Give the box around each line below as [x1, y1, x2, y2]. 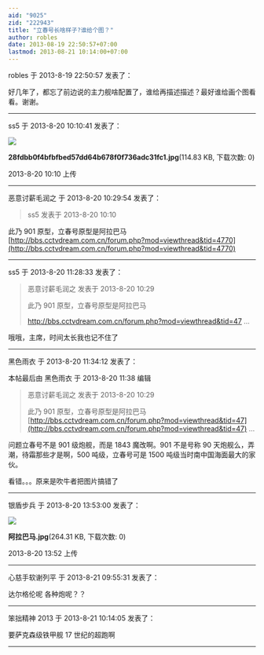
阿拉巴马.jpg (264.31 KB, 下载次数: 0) [8, 532, 126, 541]
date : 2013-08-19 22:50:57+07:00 [8, 41, 118, 49]
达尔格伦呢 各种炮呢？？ [8, 590, 86, 598]
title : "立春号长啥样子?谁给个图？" [8, 26, 114, 34]
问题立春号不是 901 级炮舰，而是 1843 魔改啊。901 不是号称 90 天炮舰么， [8, 441, 248, 449]
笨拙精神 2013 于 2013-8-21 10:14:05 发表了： [8, 613, 156, 623]
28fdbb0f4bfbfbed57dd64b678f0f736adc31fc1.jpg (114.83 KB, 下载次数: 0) [8, 152, 255, 162]
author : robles [8, 33, 58, 42]
